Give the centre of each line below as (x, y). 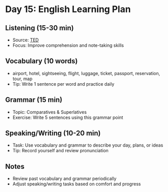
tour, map (22, 79)
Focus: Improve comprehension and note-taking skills (68, 45)
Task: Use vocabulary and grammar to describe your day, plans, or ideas (88, 145)
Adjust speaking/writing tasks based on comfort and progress (76, 184)
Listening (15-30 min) (39, 28)
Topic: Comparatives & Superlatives (50, 112)
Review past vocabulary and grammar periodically (64, 179)
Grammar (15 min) (34, 100)
